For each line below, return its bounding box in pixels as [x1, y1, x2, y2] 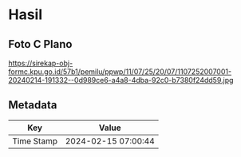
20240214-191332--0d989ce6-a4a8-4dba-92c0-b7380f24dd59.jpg [8, 76, 234, 84]
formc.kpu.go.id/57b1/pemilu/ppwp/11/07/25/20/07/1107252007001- [8, 67, 232, 77]
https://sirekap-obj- [8, 58, 73, 68]
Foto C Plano [8, 37, 73, 51]
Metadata [8, 98, 57, 112]
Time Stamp [12, 135, 58, 147]
